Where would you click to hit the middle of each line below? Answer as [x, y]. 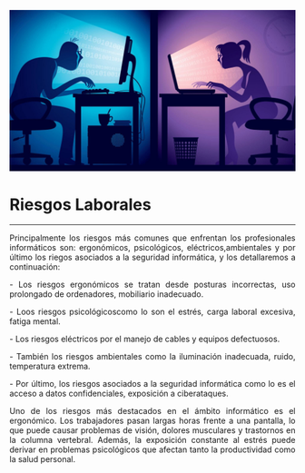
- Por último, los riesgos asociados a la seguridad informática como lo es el [152, 384]
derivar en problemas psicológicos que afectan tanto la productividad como [152, 449]
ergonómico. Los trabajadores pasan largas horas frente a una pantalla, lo [152, 421]
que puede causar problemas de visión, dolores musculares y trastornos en [152, 430]
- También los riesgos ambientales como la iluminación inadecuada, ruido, [152, 357]
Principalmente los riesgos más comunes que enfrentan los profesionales [152, 238]
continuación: [35, 267]
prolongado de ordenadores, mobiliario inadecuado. [107, 294]
